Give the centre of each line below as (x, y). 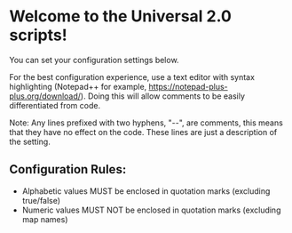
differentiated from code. (55, 105)
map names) (45, 219)
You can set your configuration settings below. (94, 60)
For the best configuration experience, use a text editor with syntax (132, 76)
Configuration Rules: (68, 169)
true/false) (41, 200)
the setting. (30, 141)
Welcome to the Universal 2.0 (121, 16)
